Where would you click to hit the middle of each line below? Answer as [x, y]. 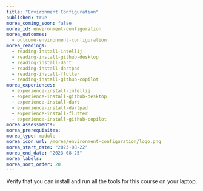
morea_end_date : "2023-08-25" [45, 153]
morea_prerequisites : [34, 130]
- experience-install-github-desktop [59, 96]
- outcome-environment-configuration [59, 40]
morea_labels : [24, 158]
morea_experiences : [31, 85]
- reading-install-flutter [46, 74]
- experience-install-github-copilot [59, 119]
